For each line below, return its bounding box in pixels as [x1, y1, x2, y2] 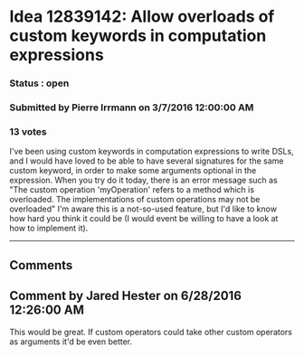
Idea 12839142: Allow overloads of [9, 6, 275, 27]
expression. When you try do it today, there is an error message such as [9, 174, 278, 186]
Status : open [9, 77, 70, 89]
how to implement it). [9, 223, 89, 234]
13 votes [9, 125, 47, 137]
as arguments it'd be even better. [9, 336, 133, 347]
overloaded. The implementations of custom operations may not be [9, 194, 261, 205]
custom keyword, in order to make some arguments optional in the [9, 165, 257, 176]
